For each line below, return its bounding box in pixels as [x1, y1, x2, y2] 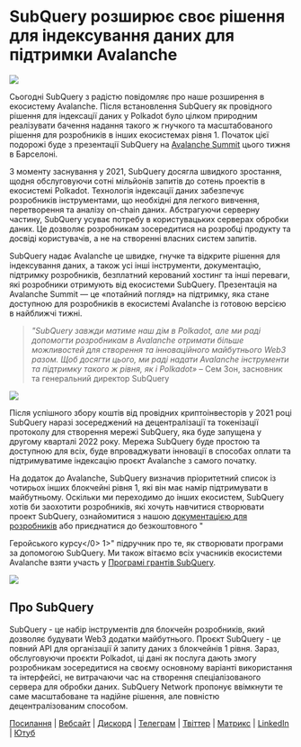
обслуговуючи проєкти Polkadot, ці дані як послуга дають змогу [9, 652, 258, 663]
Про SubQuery [9, 600, 94, 616]
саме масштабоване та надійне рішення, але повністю [9, 690, 220, 701]
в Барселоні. [9, 148, 58, 159]
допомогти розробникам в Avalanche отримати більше [31, 335, 244, 346]
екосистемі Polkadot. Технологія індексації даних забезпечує [9, 184, 245, 195]
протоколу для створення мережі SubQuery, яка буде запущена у [9, 426, 262, 437]
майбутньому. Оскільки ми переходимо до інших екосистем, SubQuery [9, 491, 285, 502]
